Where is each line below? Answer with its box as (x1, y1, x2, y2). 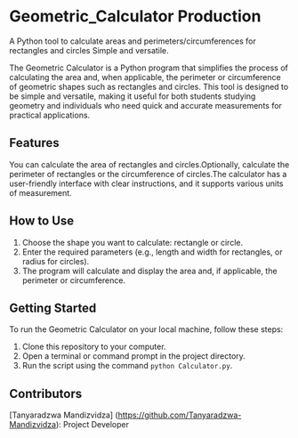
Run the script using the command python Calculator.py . (21, 361, 233, 371)
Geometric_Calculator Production (9, 6, 262, 27)
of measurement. (9, 187, 73, 198)
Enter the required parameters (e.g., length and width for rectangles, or (21, 247, 283, 257)
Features (9, 135, 60, 150)
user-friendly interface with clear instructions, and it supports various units (9, 178, 284, 189)
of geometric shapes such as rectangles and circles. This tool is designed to (9, 81, 289, 92)
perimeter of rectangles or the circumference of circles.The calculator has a (9, 168, 287, 179)
